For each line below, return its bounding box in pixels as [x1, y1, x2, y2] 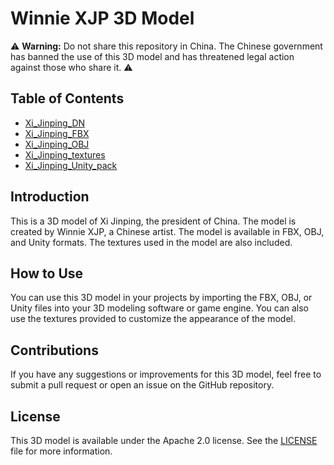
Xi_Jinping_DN [24, 117, 86, 129]
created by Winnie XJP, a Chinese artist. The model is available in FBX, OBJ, [10, 225, 325, 237]
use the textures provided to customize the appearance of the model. [10, 313, 297, 325]
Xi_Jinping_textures [24, 148, 106, 161]
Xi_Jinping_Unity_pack [24, 159, 118, 171]
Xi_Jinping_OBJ [24, 138, 90, 150]
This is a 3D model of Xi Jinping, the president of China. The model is [10, 215, 297, 227]
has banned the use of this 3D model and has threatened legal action [10, 50, 295, 62]
